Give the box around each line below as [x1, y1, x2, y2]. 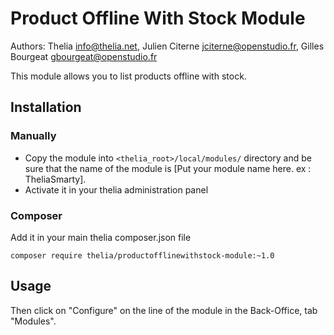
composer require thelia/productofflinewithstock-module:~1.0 [10, 250, 275, 261]
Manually [10, 129, 57, 143]
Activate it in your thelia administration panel [24, 183, 209, 196]
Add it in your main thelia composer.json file [10, 231, 192, 243]
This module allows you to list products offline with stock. [10, 70, 247, 82]
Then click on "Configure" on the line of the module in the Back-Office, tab [10, 304, 318, 316]
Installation [10, 99, 82, 116]
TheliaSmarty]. [24, 173, 87, 185]
